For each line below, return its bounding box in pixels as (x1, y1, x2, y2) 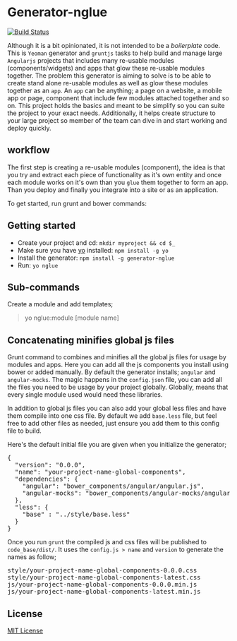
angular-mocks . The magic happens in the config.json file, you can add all (7, 376, 222, 384)
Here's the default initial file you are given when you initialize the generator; (7, 441, 227, 449)
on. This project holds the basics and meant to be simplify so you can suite (7, 101, 225, 109)
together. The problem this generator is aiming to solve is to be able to (7, 71, 212, 80)
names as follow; (7, 553, 56, 561)
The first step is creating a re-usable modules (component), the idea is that (7, 163, 226, 172)
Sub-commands (7, 281, 80, 293)
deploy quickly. (7, 124, 51, 132)
